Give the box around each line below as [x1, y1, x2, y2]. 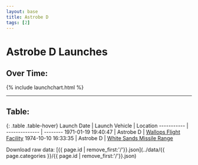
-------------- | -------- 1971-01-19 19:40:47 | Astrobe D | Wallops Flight [6, 128, 181, 136]
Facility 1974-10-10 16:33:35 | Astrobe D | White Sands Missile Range [6, 135, 173, 142]
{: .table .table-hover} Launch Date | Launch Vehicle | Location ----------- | [6, 122, 189, 130]
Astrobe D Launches [6, 45, 108, 58]
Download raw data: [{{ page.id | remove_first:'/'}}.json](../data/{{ [6, 146, 165, 153]
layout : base [6, 8, 38, 15]
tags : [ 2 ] [6, 19, 31, 25]
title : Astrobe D [6, 14, 49, 20]
